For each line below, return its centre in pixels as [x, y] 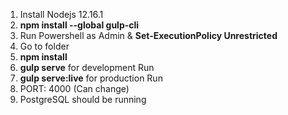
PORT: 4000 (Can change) [74, 88]
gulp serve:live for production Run [91, 78]
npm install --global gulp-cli [79, 25]
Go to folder [44, 46]
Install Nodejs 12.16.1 [61, 14]
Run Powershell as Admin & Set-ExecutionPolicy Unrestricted [148, 35]
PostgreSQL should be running [83, 99]
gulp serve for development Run [87, 67]
